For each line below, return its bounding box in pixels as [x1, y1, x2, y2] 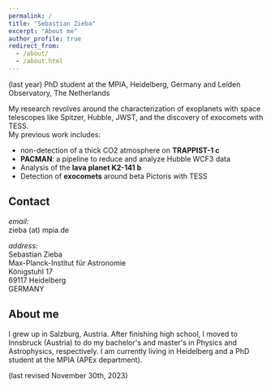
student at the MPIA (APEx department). [8, 355, 143, 364]
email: [8, 216, 29, 226]
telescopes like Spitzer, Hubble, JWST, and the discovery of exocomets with [8, 112, 264, 122]
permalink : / [8, 11, 53, 20]
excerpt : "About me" [8, 27, 79, 35]
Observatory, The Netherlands [8, 88, 110, 97]
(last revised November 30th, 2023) [8, 370, 128, 380]
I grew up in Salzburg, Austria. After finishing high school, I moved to [8, 329, 238, 338]
